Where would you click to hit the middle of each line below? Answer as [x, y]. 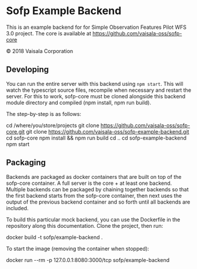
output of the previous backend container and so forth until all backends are [98, 202]
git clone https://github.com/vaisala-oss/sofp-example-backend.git [108, 131]
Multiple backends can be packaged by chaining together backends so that [98, 189]
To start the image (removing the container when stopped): [78, 248]
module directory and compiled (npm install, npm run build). [79, 102]
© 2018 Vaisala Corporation [40, 51]
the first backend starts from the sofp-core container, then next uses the [94, 195]
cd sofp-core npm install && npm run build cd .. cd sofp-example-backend [96, 138]
